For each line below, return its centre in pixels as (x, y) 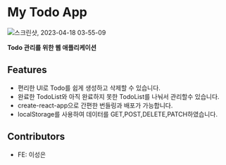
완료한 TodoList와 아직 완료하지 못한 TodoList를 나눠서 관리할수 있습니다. (118, 96)
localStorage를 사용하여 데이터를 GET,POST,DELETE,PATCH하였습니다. (118, 114)
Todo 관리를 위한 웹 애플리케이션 (52, 47)
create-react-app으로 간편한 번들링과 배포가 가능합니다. (95, 105)
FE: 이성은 (32, 154)
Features (27, 70)
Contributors (36, 137)
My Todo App (48, 12)
